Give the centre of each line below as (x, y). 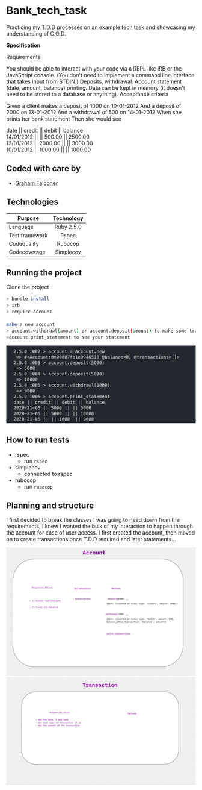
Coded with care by (44, 168)
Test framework (28, 235)
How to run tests (38, 440)
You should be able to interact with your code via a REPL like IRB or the (94, 68)
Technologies (32, 202)
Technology (68, 218)
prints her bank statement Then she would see (64, 119)
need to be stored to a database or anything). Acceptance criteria (87, 94)
